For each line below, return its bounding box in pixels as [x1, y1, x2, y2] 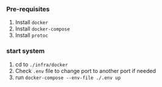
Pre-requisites [6, 5, 50, 13]
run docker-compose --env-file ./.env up [15, 74, 121, 81]
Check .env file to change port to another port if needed [15, 67, 157, 74]
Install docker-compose [15, 25, 70, 32]
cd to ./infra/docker [15, 60, 68, 68]
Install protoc [15, 32, 49, 39]
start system [6, 47, 45, 55]
